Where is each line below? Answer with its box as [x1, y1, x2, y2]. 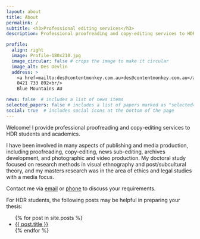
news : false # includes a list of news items [6, 96, 124, 103]
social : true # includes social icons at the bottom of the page [6, 108, 174, 114]
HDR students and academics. [6, 130, 80, 137]
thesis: [6, 203, 23, 210]
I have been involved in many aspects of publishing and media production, [6, 141, 189, 149]
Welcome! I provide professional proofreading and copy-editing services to [6, 124, 190, 131]
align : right [11, 47, 44, 54]
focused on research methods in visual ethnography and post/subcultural [6, 161, 186, 168]
